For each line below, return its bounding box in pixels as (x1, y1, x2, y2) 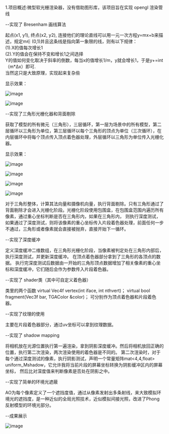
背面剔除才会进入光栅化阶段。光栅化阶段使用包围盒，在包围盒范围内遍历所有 (5, 207, 164, 213)
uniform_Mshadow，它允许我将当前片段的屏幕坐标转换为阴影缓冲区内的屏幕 (5, 362, 163, 368)
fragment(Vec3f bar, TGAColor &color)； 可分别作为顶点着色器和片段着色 (5, 294, 157, 300)
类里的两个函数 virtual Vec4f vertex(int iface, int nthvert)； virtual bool (5, 287, 150, 294)
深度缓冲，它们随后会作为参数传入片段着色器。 (14, 266, 111, 272)
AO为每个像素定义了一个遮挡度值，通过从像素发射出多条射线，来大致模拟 (5, 390, 157, 395)
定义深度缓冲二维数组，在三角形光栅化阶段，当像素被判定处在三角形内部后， (5, 247, 164, 253)
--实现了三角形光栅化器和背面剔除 (5, 111, 75, 117)
